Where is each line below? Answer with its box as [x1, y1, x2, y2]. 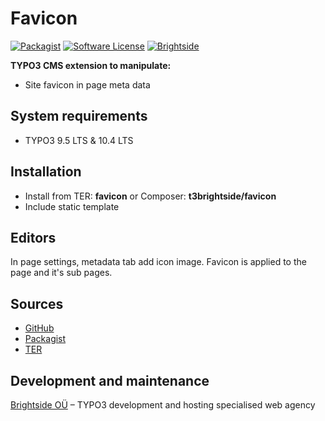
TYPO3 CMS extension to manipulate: [10, 59, 172, 71]
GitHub [24, 322, 55, 334]
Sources [10, 295, 64, 312]
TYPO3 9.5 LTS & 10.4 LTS [24, 134, 134, 146]
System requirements [10, 108, 148, 125]
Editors [10, 229, 57, 246]
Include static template [24, 200, 120, 212]
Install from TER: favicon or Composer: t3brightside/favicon [24, 190, 277, 202]
